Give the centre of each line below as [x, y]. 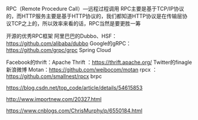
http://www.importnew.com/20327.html [54, 99]
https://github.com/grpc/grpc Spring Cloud [59, 50]
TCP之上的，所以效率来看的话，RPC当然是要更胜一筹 [76, 23]
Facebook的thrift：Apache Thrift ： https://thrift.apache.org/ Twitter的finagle [99, 62]
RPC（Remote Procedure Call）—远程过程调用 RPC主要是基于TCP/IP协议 [95, 9]
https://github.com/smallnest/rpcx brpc [54, 76]
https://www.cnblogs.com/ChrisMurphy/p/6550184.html [74, 111]
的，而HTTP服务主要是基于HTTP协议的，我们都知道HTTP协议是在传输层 [94, 16]
